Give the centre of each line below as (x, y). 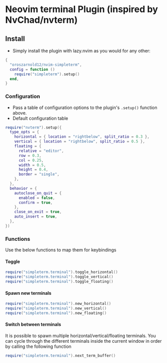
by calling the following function (38, 346)
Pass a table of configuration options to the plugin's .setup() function (85, 108)
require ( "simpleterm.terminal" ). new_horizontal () (58, 304)
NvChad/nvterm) (41, 20)
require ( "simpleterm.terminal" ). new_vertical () (56, 308)
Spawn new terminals (28, 293)
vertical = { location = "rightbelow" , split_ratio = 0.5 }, (80, 142)
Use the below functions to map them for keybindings (61, 250)
